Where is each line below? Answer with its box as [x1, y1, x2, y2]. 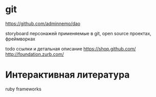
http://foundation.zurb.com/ [5, 51, 64, 57]
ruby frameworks [5, 86, 42, 92]
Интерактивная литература [5, 69, 130, 81]
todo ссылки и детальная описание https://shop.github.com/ [5, 45, 136, 52]
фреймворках [5, 36, 36, 42]
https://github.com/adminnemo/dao [5, 20, 81, 27]
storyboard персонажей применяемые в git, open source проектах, [5, 30, 152, 36]
